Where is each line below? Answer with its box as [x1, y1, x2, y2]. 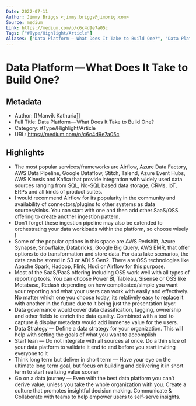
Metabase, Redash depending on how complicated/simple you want [14, 281, 178, 288]
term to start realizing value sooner [14, 368, 99, 375]
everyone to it [14, 349, 48, 357]
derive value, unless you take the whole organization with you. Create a [14, 381, 187, 388]
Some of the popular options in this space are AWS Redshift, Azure [14, 238, 176, 245]
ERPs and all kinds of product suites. [14, 188, 103, 195]
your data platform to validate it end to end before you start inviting [14, 343, 176, 350]
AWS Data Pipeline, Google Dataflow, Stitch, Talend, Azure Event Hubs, [14, 169, 185, 176]
